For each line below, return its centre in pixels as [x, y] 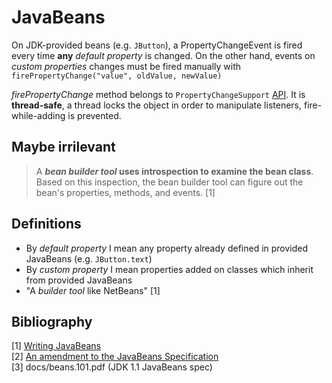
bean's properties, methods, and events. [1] [125, 192]
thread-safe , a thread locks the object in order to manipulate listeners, [157, 105]
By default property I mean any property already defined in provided [167, 248]
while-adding [38, 115]
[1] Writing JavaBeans [56, 346]
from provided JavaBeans [79, 280]
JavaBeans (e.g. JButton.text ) [89, 258]
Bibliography [52, 321]
